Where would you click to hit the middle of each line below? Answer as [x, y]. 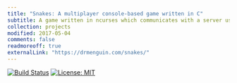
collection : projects [39, 27]
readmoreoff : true [34, 46]
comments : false [31, 40]
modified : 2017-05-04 [39, 33]
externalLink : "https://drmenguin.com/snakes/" [79, 53]
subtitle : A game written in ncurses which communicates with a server [115, 20]
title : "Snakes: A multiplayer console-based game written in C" [105, 14]
